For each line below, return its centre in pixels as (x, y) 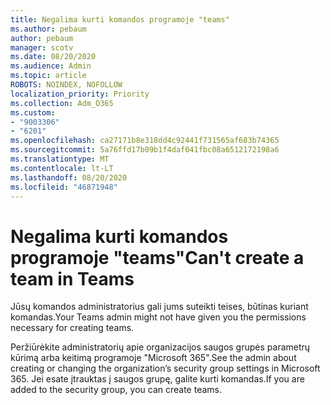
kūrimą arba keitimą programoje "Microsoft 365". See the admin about (153, 358)
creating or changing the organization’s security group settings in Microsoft (165, 368)
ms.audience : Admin (51, 66)
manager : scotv (42, 47)
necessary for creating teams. (72, 328)
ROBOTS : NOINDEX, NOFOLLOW (66, 85)
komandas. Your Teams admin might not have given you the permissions (158, 317)
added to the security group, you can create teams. (116, 390)
